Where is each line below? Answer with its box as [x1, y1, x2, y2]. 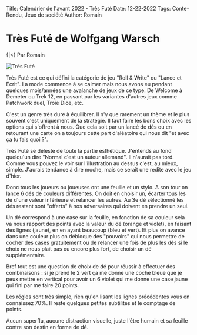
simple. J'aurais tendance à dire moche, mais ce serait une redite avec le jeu [6, 166, 192, 173]
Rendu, [6, 11, 24, 18]
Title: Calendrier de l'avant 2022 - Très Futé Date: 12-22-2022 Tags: [6, 5, 171, 12]
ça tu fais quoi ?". [6, 136, 48, 143]
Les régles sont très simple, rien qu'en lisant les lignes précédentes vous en [6, 293, 190, 300]
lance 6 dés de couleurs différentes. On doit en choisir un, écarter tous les [6, 190, 186, 197]
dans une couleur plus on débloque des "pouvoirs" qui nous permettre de [6, 232, 185, 239]
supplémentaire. [6, 251, 46, 258]
